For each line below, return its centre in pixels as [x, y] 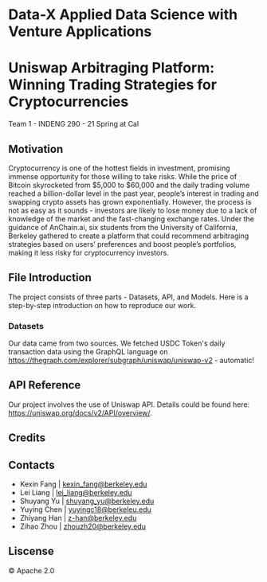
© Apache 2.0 [31, 570]
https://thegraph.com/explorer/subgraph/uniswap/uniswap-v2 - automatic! [132, 361]
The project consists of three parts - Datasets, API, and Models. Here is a [128, 297]
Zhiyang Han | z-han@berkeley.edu [78, 518]
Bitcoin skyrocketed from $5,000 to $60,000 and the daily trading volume [129, 185]
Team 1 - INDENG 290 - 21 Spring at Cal [74, 124]
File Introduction [50, 277]
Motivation [36, 149]
